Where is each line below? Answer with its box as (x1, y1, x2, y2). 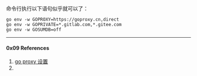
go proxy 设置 (14, 58, 48, 65)
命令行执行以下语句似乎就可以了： (6, 5, 89, 12)
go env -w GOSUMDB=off (6, 27, 62, 32)
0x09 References (6, 44, 50, 51)
